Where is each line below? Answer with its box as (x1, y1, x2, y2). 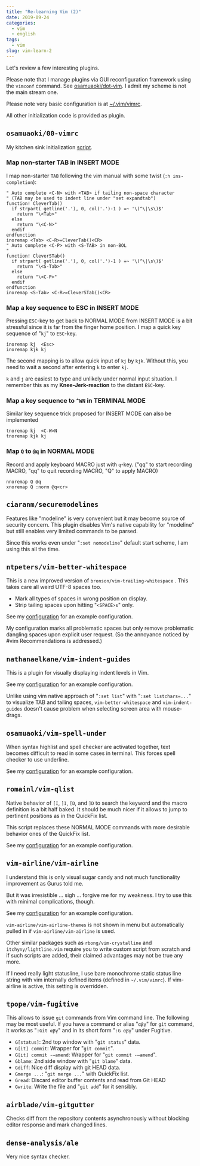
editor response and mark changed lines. (6, 1121, 107, 1128)
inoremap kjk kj (6, 347, 47, 353)
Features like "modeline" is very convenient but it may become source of (6, 515, 185, 522)
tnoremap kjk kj (6, 433, 47, 439)
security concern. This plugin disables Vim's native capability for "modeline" (6, 521, 195, 528)
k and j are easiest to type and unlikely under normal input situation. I (6, 375, 177, 382)
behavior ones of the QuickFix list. (6, 830, 91, 837)
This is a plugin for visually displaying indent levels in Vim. (6, 669, 149, 676)
